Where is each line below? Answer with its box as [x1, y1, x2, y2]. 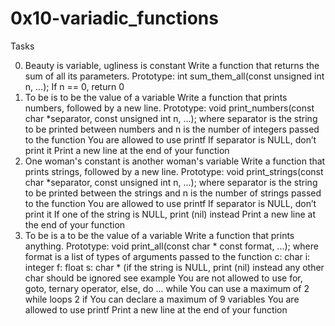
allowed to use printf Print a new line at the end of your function [24, 303, 288, 316]
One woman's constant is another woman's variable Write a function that [24, 155, 326, 167]
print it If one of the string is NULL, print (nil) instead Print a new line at [24, 208, 317, 220]
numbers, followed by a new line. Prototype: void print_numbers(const [24, 102, 315, 114]
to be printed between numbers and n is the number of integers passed [24, 123, 320, 135]
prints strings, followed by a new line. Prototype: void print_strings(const [24, 165, 324, 177]
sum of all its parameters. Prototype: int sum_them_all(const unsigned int [24, 70, 325, 82]
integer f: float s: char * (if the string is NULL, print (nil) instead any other [24, 261, 325, 273]
